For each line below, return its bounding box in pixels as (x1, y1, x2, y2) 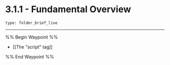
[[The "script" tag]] (12, 44, 53, 50)
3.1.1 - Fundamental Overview (5, 4, 132, 15)
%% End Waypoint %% (5, 53, 54, 59)
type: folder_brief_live (5, 20, 58, 25)
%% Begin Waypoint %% (5, 34, 58, 40)
